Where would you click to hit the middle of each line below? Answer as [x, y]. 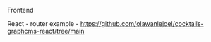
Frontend [20, 10]
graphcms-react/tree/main [46, 31]
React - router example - [43, 23]
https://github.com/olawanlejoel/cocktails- [142, 23]
